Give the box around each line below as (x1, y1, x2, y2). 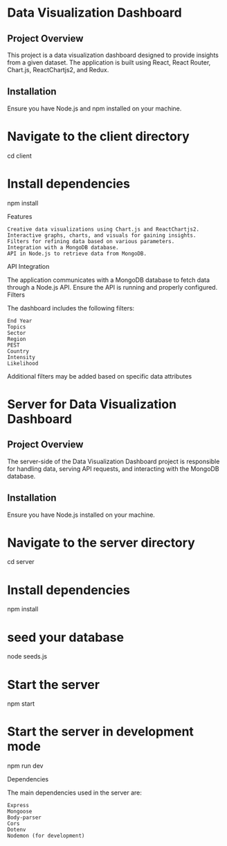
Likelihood (7, 360, 39, 367)
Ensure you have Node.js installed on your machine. (7, 511, 156, 519)
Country (7, 347, 30, 355)
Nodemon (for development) (7, 832, 85, 840)
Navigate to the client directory (7, 128, 190, 144)
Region (7, 335, 26, 342)
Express (7, 802, 30, 809)
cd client (7, 151, 33, 160)
